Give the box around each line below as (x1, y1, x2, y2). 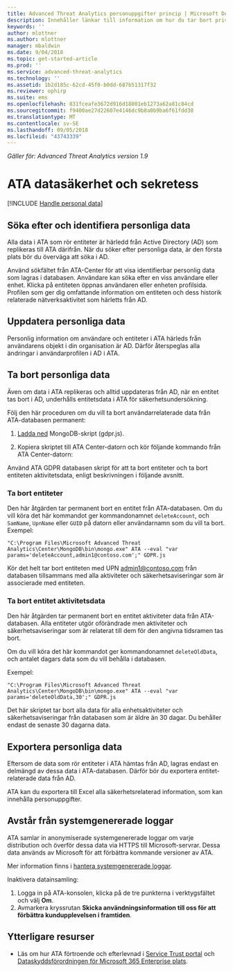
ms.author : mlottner (7, 36, 67, 43)
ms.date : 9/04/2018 (7, 49, 64, 56)
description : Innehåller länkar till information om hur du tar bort (7, 17, 213, 24)
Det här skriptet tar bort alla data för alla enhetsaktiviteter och (7, 706, 184, 714)
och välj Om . (17, 896, 54, 904)
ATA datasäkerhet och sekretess (7, 176, 199, 192)
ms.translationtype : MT (7, 113, 76, 120)
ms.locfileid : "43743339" (7, 133, 82, 140)
